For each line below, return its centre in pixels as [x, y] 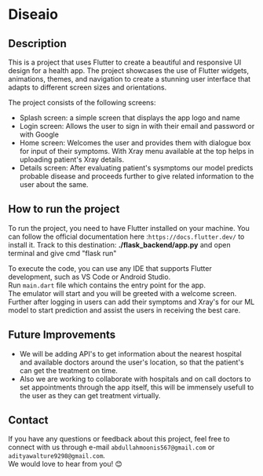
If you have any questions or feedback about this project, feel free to [119, 439]
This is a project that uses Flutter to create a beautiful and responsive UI [125, 62]
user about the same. [54, 185]
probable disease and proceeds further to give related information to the [137, 176]
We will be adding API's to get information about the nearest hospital [130, 353]
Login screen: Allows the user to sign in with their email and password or [137, 126]
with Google [39, 134]
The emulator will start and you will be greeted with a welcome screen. [122, 293]
